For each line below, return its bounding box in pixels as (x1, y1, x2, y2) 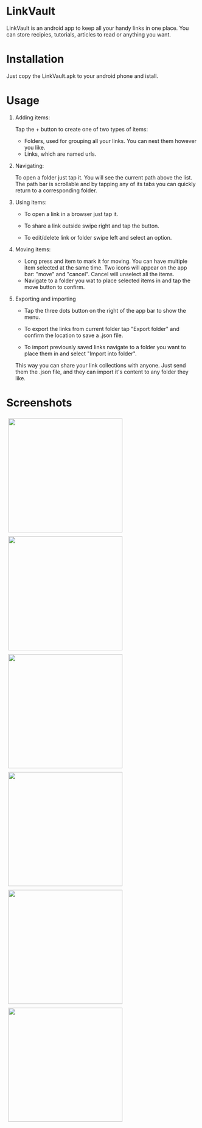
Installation (6, 52, 64, 66)
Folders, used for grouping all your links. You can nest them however (24, 137, 197, 144)
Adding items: (15, 114, 50, 121)
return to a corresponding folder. (15, 187, 97, 194)
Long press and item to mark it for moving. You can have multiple (24, 257, 187, 265)
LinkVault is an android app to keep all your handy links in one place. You (6, 24, 189, 32)
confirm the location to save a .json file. (24, 332, 124, 339)
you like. (24, 144, 46, 151)
